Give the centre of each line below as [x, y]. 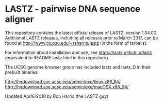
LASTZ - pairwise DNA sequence [73, 9]
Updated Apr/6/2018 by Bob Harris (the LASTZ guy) [57, 96]
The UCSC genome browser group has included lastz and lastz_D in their [78, 67]
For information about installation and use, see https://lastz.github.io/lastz [79, 52]
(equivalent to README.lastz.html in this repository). [57, 57]
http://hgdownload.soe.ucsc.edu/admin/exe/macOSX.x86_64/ [67, 87]
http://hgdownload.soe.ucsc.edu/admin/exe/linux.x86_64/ [63, 82]
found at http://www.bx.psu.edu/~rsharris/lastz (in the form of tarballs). [76, 43]
